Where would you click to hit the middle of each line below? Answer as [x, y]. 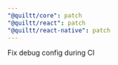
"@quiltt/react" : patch [47, 23]
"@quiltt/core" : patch [45, 15]
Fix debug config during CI [51, 53]
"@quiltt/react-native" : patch [59, 30]
